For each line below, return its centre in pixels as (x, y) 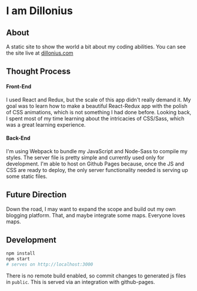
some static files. (27, 176)
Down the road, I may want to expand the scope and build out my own (91, 209)
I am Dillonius (40, 11)
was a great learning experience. (46, 124)
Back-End (18, 138)
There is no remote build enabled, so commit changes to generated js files (96, 276)
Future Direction (36, 195)
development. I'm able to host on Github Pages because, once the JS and (95, 164)
